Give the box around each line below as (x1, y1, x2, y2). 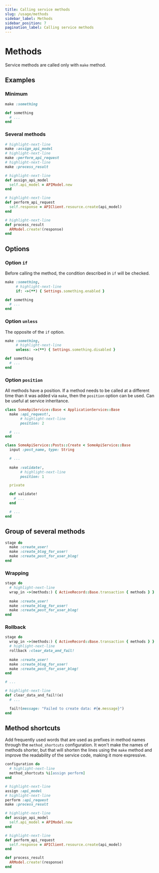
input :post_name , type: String (9, 447, 75, 453)
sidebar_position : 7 (5, 20, 47, 26)
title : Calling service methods (5, 7, 70, 12)
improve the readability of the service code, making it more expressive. (5, 752, 146, 758)
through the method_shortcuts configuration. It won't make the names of (5, 742, 148, 748)
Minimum (5, 91, 28, 97)
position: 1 (20, 474, 44, 479)
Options (5, 244, 30, 253)
